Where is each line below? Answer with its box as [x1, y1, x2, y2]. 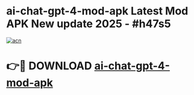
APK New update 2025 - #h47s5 [6, 17, 171, 31]
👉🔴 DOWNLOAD [6, 59, 92, 73]
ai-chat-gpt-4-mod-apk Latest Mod [6, 4, 189, 18]
